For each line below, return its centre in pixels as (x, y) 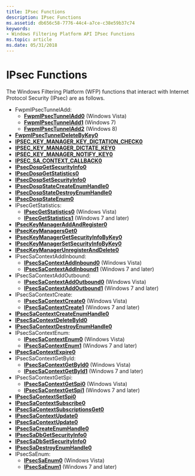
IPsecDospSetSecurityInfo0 (51, 179)
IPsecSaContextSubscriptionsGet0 (60, 409)
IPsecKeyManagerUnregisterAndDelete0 (67, 250)
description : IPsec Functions (44, 17)
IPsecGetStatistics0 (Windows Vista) (70, 211)
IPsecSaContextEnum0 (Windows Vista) (74, 339)
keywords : (19, 29)
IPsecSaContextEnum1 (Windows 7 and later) (80, 345)
